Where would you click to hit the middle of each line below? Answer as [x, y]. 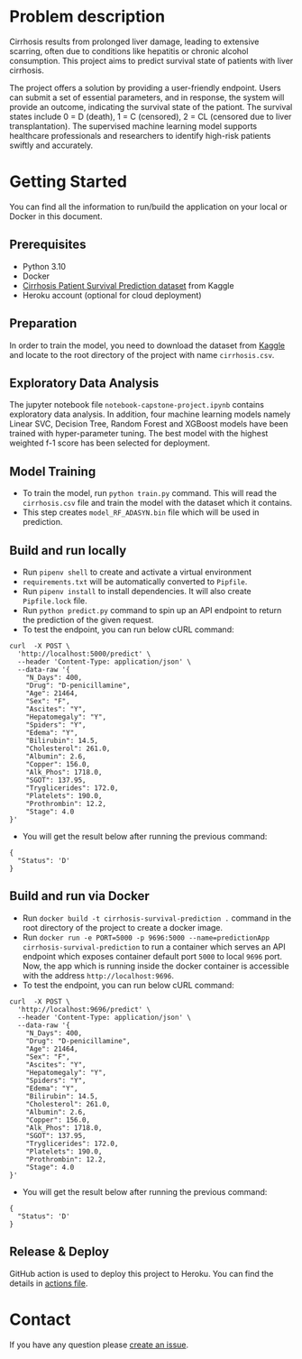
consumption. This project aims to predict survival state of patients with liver [151, 60]
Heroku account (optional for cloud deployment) [112, 295]
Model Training [53, 471]
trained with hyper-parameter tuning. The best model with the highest [139, 434]
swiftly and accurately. [51, 145]
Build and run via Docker [80, 896]
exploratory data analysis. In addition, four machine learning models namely [150, 414]
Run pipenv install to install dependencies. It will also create [137, 591]
